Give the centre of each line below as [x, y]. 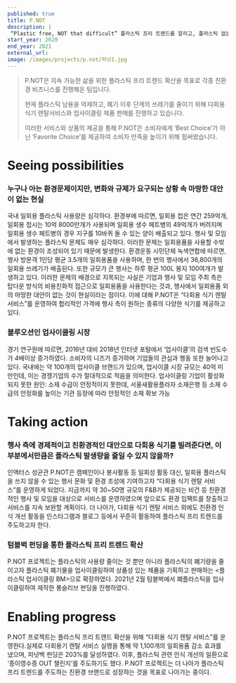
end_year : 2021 [29, 46]
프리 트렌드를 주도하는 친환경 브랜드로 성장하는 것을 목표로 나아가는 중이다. [110, 672]
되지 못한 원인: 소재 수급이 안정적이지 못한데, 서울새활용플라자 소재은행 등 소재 [114, 384]
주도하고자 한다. [29, 525]
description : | [29, 27]
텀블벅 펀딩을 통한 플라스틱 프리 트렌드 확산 [76, 545]
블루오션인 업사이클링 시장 [49, 332]
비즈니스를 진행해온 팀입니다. [71, 89]
